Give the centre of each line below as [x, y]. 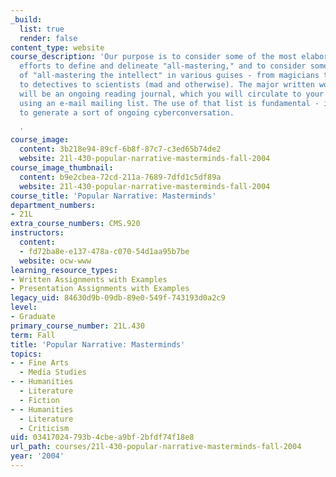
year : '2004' [37, 456]
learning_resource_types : [64, 270]
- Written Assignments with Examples [89, 279]
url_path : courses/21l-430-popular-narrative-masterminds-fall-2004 [156, 447]
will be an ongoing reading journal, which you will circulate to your [172, 94]
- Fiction [39, 400]
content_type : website [57, 47]
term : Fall [33, 335]
